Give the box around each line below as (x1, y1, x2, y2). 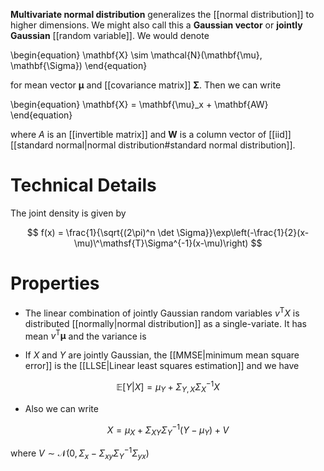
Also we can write (24, 402, 99, 414)
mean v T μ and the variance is (24, 328, 147, 342)
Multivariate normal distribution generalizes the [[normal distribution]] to (10, 9, 315, 20)
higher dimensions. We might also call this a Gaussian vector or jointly (10, 19, 303, 31)
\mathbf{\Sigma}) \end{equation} (10, 60, 148, 71)
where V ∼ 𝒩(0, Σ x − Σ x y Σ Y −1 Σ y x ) (10, 445, 150, 461)
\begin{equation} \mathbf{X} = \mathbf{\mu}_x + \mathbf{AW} (10, 99, 269, 110)
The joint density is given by (10, 207, 127, 219)
